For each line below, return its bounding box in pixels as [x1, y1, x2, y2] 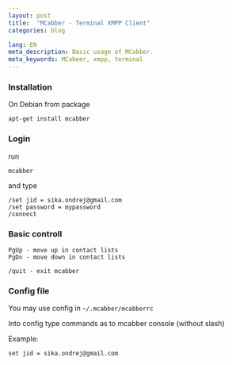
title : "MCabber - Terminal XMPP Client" [8, 19, 150, 27]
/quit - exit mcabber [8, 267, 80, 275]
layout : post [8, 11, 51, 20]
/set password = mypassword [8, 203, 101, 211]
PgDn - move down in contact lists [8, 253, 126, 261]
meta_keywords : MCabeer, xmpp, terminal [8, 56, 144, 63]
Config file [8, 285, 50, 296]
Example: [8, 334, 39, 344]
